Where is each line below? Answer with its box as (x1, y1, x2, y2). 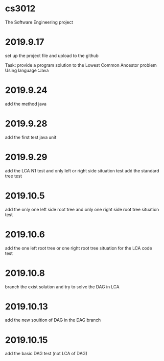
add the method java (5, 101, 47, 107)
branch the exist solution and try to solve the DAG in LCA (5, 283, 120, 290)
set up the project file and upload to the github (5, 53, 99, 58)
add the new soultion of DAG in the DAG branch (5, 317, 101, 323)
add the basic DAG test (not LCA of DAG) (5, 351, 88, 357)
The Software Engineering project (5, 19, 73, 25)
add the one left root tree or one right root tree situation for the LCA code (5, 245, 153, 251)
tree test (5, 173, 22, 179)
